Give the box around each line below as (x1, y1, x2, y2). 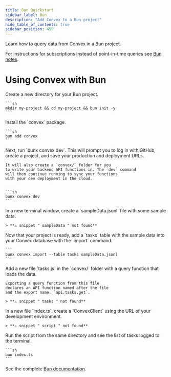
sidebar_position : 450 (5, 27, 54, 32)
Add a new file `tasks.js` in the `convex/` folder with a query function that (5, 265, 159, 272)
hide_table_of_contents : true (5, 22, 70, 27)
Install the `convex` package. (5, 119, 67, 125)
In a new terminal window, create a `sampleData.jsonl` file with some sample (5, 208, 166, 214)
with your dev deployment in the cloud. (5, 176, 93, 182)
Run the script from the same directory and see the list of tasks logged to (5, 332, 160, 338)
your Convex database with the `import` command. (5, 238, 113, 244)
